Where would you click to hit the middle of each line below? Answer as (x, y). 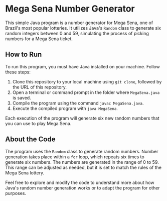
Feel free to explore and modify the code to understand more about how (80, 182)
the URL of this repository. (39, 87)
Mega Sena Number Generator (70, 9)
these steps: (18, 72)
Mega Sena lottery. (25, 173)
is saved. (22, 97)
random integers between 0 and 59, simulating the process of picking (77, 33)
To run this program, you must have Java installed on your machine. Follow (82, 66)
